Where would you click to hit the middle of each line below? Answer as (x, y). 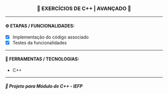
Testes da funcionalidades (39, 42)
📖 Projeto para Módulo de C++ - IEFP (44, 86)
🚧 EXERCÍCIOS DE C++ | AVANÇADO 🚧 (84, 8)
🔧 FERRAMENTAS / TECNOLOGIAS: (42, 59)
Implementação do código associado (50, 37)
